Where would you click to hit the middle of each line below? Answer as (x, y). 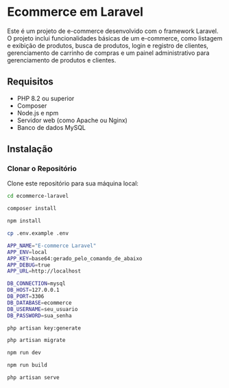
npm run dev (24, 353)
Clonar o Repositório (42, 169)
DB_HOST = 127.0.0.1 (33, 290)
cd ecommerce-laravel (38, 196)
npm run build (27, 365)
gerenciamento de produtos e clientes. (62, 60)
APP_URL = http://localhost (44, 271)
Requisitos (30, 82)
